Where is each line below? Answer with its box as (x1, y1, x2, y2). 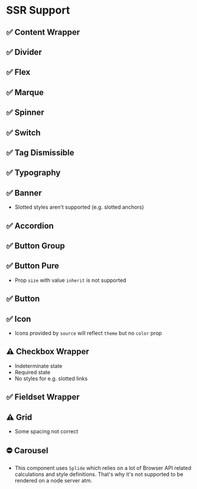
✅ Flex (6, 67, 31, 77)
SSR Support (6, 4, 70, 17)
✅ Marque (6, 87, 44, 98)
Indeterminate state (14, 362, 63, 370)
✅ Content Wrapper (6, 27, 80, 37)
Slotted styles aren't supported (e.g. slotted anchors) (14, 203, 144, 211)
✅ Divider (6, 47, 43, 57)
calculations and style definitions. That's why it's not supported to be (14, 471, 183, 478)
